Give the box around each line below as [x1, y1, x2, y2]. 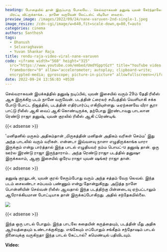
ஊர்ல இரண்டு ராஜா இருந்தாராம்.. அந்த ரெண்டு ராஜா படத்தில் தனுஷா [5, 149, 141, 155]
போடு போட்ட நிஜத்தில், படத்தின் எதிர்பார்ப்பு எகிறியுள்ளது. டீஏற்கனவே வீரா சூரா [5, 102, 158, 108]
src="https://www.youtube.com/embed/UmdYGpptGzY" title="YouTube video [9, 63, 162, 68]
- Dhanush [9, 40, 30, 45]
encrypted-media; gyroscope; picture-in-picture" [9, 72, 114, 77]
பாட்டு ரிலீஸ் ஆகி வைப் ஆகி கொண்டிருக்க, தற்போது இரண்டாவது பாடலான [5, 107, 150, 113]
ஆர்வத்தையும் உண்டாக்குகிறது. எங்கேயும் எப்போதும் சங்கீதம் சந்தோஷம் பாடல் [5, 226, 155, 232]
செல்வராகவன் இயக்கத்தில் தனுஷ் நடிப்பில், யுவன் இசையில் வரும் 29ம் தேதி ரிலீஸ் [5, 90, 160, 96]
